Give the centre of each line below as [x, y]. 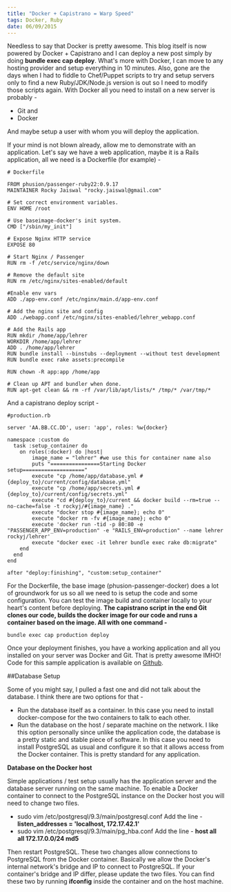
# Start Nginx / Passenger [46, 257]
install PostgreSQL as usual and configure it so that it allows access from [120, 747]
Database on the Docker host [50, 768]
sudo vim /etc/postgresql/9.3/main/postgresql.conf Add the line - [110, 817]
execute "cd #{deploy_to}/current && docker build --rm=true [122, 501]
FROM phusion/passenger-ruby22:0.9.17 [63, 185]
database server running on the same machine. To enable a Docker [103, 788]
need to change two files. [43, 803]
